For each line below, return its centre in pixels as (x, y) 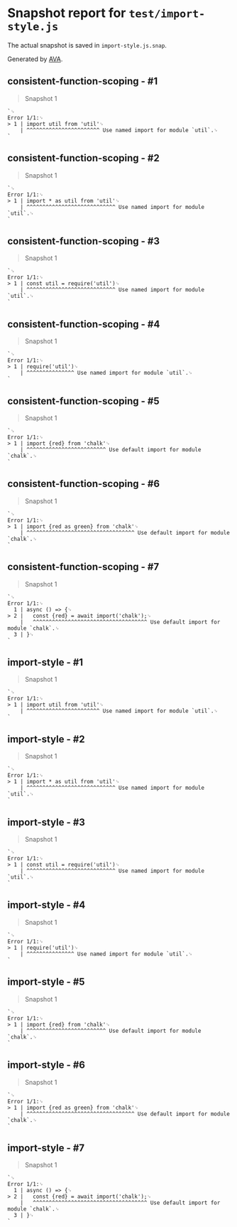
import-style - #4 (46, 905)
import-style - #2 (46, 739)
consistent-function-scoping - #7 (83, 567)
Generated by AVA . (35, 59)
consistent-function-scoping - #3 (83, 241)
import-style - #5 (46, 982)
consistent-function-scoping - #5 (83, 401)
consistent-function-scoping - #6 (84, 484)
